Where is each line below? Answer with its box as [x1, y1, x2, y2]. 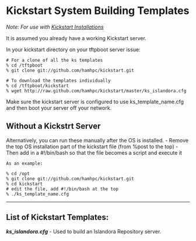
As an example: [6, 160, 43, 166]
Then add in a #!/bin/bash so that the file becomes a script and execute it [6, 149, 183, 156]
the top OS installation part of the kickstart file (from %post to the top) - [6, 143, 178, 150]
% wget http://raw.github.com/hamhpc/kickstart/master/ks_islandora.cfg [6, 88, 187, 94]
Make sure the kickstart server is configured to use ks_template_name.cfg [6, 98, 184, 105]
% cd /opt [6, 170, 30, 176]
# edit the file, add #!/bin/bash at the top [6, 186, 118, 192]
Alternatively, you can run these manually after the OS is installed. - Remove [6, 137, 188, 144]
